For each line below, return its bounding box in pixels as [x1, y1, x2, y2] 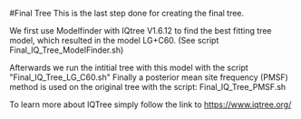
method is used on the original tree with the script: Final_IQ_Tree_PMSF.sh [9, 82, 286, 92]
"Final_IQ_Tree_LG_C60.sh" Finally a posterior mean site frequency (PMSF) [9, 72, 288, 83]
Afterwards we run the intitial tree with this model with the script [9, 63, 249, 73]
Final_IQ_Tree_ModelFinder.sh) [9, 45, 124, 55]
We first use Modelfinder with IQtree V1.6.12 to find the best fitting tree [9, 25, 272, 35]
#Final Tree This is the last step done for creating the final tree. [9, 8, 245, 18]
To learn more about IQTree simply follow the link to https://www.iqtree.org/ [9, 99, 292, 110]
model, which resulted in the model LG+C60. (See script [9, 35, 219, 45]
